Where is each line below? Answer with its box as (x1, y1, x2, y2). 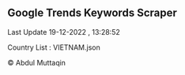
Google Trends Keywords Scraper (7, 6, 177, 20)
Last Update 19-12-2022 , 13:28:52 (7, 27, 120, 36)
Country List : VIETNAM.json (7, 43, 100, 52)
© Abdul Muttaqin (7, 58, 66, 67)
